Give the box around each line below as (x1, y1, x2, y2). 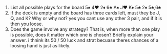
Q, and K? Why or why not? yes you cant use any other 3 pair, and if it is (10, 15, 162, 21)
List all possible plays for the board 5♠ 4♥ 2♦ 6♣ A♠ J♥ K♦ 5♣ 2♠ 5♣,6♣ (10, 5, 161, 10)
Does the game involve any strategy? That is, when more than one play (10, 26, 160, 32)
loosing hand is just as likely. (10, 43, 71, 48)
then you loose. (10, 21, 43, 27)
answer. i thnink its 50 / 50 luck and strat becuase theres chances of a (10, 37, 159, 43)
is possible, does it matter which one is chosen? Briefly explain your (10, 32, 154, 38)
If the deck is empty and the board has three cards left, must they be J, (10, 10, 160, 16)
